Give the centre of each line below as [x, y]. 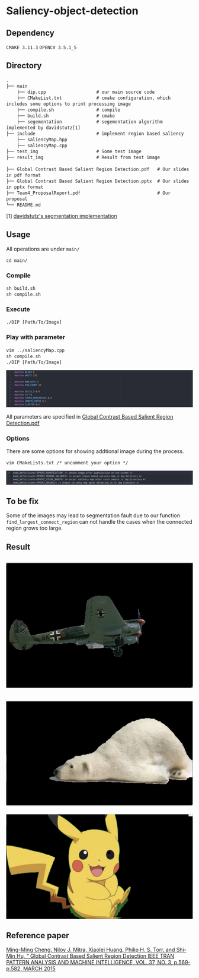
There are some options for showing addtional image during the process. [95, 451]
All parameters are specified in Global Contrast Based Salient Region [90, 416]
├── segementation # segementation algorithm [90, 122]
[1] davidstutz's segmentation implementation [62, 216]
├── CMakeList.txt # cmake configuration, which [94, 98]
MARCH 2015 [39, 968]
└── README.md [24, 205]
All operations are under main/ [43, 249]
